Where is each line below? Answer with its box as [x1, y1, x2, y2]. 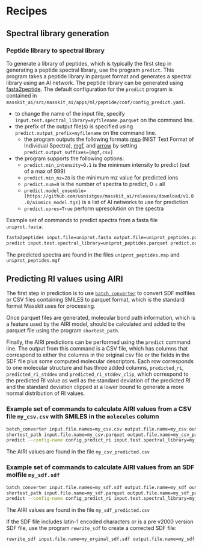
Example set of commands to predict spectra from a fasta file [6, 216, 158, 223]
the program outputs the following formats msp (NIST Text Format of [23, 135, 194, 143]
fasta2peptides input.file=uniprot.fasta [6, 234, 112, 240]
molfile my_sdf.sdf [6, 471, 60, 479]
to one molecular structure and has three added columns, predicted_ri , [6, 364, 184, 372]
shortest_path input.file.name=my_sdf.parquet [6, 490, 125, 496]
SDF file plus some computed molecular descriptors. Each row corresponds [6, 358, 194, 365]
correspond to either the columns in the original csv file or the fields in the [6, 351, 190, 359]
